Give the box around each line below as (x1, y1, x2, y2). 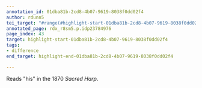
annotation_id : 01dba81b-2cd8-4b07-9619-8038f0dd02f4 (6, 8, 144, 15)
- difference (6, 48, 39, 54)
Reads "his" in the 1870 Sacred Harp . (6, 75, 99, 82)
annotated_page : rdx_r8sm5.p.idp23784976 (6, 25, 112, 32)
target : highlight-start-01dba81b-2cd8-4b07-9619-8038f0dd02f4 (6, 37, 168, 43)
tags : (6, 43, 20, 48)
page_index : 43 (6, 31, 44, 37)
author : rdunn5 (6, 14, 44, 20)
